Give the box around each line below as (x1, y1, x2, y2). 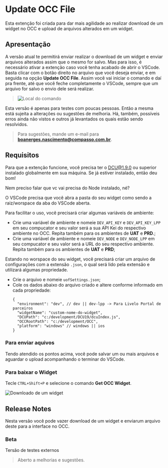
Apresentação (5, 40, 51, 49)
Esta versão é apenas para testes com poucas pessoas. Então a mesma (5, 105, 154, 111)
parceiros (12, 306, 34, 311)
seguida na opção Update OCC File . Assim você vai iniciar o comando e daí (5, 75, 161, 81)
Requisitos (5, 151, 39, 160)
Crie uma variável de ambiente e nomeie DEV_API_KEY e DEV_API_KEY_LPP (12, 219, 161, 225)
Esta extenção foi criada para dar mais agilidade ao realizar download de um (5, 20, 163, 26)
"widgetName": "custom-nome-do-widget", (17, 310, 103, 315)
